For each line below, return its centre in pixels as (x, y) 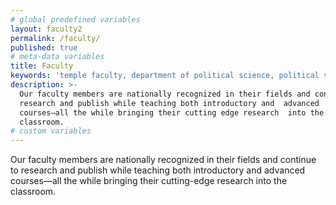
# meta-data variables (57, 57)
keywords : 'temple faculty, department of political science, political (165, 76)
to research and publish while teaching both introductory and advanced (158, 170)
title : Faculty (42, 66)
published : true (44, 47)
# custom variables (51, 131)
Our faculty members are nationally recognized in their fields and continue (163, 160)
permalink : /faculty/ (55, 38)
